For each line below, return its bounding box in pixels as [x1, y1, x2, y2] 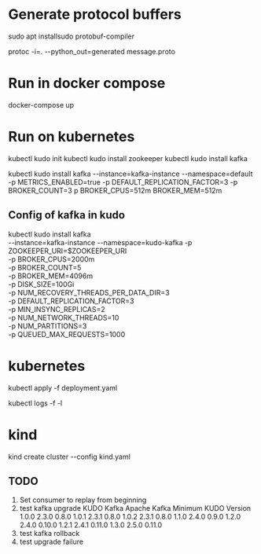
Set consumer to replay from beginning [19, 495, 147, 504]
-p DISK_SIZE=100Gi [8, 279, 75, 288]
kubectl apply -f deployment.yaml [8, 383, 118, 392]
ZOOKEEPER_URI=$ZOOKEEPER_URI [8, 246, 127, 255]
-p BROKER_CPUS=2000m [8, 254, 95, 264]
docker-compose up [8, 100, 75, 109]
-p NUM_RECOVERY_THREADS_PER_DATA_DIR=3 [8, 288, 171, 297]
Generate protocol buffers [8, 6, 182, 24]
